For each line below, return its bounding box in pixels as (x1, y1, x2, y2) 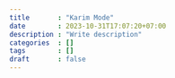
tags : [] (9, 47, 74, 56)
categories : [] (9, 38, 74, 48)
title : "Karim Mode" (9, 13, 115, 22)
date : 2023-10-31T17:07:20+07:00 (9, 22, 167, 30)
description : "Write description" (9, 30, 143, 39)
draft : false (9, 55, 87, 64)
